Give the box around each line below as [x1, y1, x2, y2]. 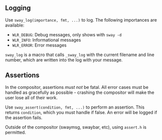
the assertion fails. [5, 114, 43, 120]
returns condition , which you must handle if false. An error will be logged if [5, 109, 157, 115]
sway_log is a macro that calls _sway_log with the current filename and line [5, 52, 155, 57]
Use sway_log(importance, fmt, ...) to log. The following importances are [5, 17, 157, 23]
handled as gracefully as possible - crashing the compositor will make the [5, 89, 155, 95]
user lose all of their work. [5, 94, 58, 100]
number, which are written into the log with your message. [5, 56, 123, 63]
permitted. [5, 129, 26, 135]
